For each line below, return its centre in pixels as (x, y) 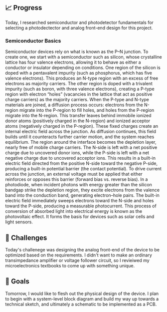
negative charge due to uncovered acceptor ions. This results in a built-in (81, 158)
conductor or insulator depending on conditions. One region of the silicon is (83, 68)
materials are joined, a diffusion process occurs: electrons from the (74, 105)
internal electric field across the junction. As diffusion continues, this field (81, 132)
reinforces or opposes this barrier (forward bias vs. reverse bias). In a (77, 179)
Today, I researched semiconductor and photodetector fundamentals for (79, 22)
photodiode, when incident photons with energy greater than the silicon (79, 185)
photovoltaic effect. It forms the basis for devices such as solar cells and (80, 217)
